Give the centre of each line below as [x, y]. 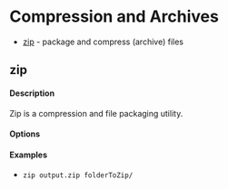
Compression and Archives [114, 17]
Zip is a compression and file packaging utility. [96, 113]
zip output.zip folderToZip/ [78, 175]
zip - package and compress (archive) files [103, 42]
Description [32, 93]
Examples [29, 155]
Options [25, 134]
